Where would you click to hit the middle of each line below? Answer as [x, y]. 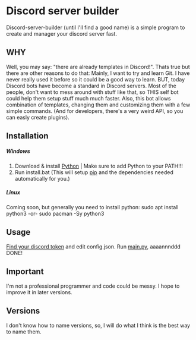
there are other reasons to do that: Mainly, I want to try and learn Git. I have [98, 73]
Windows [18, 151]
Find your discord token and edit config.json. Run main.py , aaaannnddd [94, 246]
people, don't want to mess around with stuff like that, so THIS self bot [93, 92]
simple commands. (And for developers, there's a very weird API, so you [95, 111]
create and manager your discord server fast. [62, 33]
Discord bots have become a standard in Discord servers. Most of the [91, 86]
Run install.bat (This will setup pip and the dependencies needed [94, 172]
